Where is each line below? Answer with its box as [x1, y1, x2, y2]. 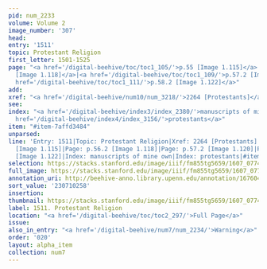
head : [8, 33, 26, 42]
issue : [8, 219, 30, 227]
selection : [8, 160, 44, 168]
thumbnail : [8, 197, 44, 205]
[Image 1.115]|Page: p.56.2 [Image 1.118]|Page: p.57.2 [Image [15, 145, 229, 153]
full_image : [8, 167, 48, 175]
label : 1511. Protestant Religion [8, 204, 123, 212]
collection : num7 [8, 248, 66, 256]
